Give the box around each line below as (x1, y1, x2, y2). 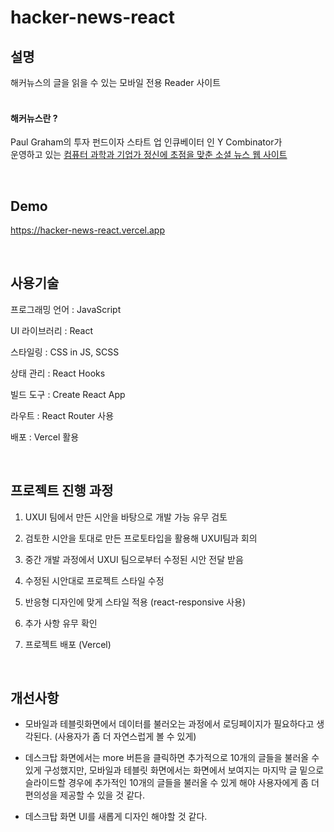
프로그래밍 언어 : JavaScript (10, 303, 122, 315)
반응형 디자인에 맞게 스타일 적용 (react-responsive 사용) (24, 596, 247, 608)
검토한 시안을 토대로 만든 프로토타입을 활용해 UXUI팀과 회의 (24, 532, 258, 544)
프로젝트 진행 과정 (10, 482, 114, 500)
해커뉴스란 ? (10, 112, 58, 124)
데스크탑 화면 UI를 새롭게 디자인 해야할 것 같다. (24, 811, 208, 823)
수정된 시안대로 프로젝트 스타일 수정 (24, 574, 165, 586)
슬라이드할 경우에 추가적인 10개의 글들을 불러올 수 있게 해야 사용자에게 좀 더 (24, 777, 320, 789)
